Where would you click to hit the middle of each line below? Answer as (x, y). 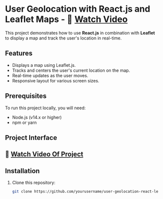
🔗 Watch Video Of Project (44, 154)
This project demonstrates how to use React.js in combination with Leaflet (80, 33)
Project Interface (31, 138)
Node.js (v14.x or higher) (37, 117)
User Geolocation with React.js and (78, 9)
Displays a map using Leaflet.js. (44, 65)
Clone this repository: (34, 183)
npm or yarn (24, 122)
